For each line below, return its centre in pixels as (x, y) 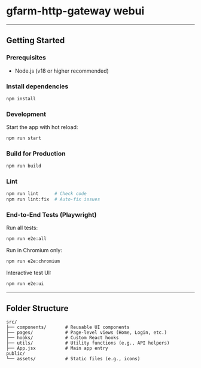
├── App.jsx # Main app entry (57, 348)
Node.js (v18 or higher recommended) (62, 71)
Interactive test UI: (29, 273)
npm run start (24, 138)
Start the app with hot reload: (42, 127)
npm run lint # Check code (46, 194)
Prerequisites (26, 58)
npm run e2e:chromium (33, 261)
